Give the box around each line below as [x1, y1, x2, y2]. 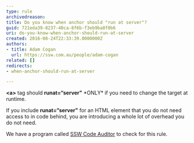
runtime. [6, 96, 26, 103]
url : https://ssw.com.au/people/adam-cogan [11, 52, 118, 58]
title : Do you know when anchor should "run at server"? [6, 19, 147, 25]
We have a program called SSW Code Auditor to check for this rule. [6, 131, 168, 138]
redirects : [6, 62, 33, 69]
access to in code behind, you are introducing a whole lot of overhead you [6, 113, 185, 120]
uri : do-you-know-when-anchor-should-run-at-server [6, 30, 134, 36]
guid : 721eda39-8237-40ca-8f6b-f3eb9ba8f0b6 [6, 25, 116, 31]
